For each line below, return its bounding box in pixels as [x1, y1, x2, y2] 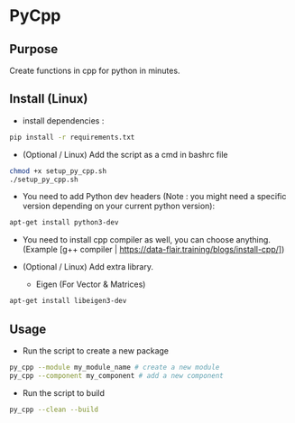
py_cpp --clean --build [9, 405, 99, 414]
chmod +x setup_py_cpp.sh [9, 166, 106, 176]
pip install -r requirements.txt [9, 133, 135, 142]
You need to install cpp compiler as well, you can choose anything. [22, 234, 271, 245]
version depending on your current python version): [22, 200, 215, 212]
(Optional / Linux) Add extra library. [22, 262, 153, 272]
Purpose [9, 41, 59, 57]
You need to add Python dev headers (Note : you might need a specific [22, 191, 287, 202]
